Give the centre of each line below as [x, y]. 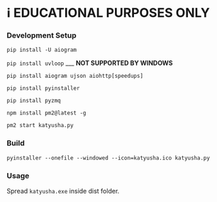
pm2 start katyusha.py [40, 126]
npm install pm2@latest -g [46, 113]
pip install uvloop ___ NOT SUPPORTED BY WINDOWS [90, 63]
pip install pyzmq [34, 101]
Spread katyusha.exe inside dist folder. [63, 191]
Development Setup [41, 35]
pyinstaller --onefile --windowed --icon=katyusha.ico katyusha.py [108, 158]
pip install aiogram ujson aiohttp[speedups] [75, 76]
